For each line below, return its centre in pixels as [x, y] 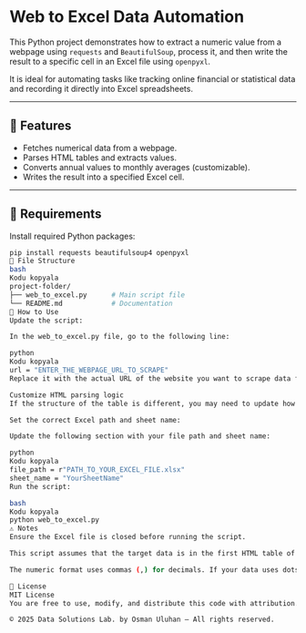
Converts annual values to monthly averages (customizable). [136, 167]
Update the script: [46, 321]
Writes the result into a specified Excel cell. [103, 177]
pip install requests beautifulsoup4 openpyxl [99, 252]
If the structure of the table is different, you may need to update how [153, 403]
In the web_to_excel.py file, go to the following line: [120, 337]
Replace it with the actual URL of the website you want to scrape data [150, 378]
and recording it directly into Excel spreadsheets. [102, 88]
